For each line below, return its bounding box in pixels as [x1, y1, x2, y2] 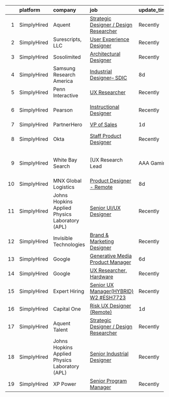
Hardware [90, 273, 113, 280]
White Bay [53, 157, 77, 163]
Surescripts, [53, 36, 82, 42]
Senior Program [90, 377, 127, 384]
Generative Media [90, 253, 132, 259]
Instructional [90, 104, 120, 110]
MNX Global [53, 177, 82, 184]
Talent [53, 326, 68, 333]
